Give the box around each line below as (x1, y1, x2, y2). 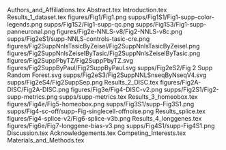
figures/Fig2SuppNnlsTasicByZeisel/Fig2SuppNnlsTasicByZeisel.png (7, 42, 200, 50)
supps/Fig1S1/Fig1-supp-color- (128, 13, 215, 21)
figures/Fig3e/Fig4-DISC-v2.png (70, 85, 163, 93)
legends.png (7, 20, 42, 28)
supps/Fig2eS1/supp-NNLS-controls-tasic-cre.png (7, 35, 150, 43)
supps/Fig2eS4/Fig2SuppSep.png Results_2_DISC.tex (7, 78, 159, 86)
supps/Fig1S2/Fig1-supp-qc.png (43, 20, 135, 28)
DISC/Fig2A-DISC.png (7, 85, 70, 93)
